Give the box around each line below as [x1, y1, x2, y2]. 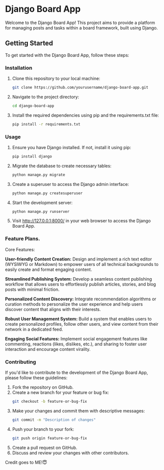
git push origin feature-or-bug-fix [12, 436, 87, 441]
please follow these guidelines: [5, 375, 68, 381]
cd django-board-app [12, 103, 54, 108]
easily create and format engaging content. [5, 266, 92, 272]
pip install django [12, 154, 52, 159]
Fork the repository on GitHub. [12, 384, 74, 391]
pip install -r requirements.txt [12, 122, 81, 127]
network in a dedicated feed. [5, 326, 63, 332]
